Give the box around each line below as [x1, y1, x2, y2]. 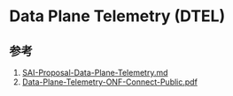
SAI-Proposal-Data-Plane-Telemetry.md [21, 68, 168, 78]
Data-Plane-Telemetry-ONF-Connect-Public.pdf [21, 77, 198, 87]
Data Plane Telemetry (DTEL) [9, 6, 226, 26]
